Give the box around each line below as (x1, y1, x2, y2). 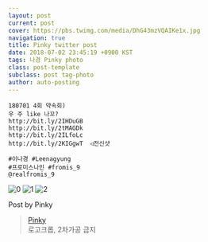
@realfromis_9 (8, 170, 56, 178)
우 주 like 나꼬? (8, 110, 60, 118)
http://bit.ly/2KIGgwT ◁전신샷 (8, 139, 110, 147)
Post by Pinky (8, 200, 53, 209)
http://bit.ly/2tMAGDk (8, 124, 83, 132)
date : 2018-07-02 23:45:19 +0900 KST (8, 49, 133, 57)
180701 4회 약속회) (8, 101, 66, 110)
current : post (8, 19, 56, 27)
